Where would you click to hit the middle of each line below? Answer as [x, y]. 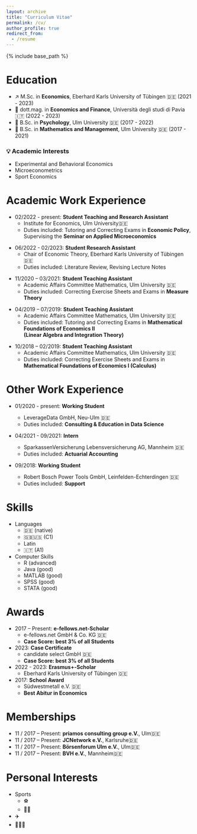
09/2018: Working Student [48, 466]
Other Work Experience [65, 390]
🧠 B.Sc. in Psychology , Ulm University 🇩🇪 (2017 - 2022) [84, 122]
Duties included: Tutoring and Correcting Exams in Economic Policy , [107, 230]
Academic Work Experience [76, 201]
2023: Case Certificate [43, 648]
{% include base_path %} [37, 56]
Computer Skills [34, 557]
